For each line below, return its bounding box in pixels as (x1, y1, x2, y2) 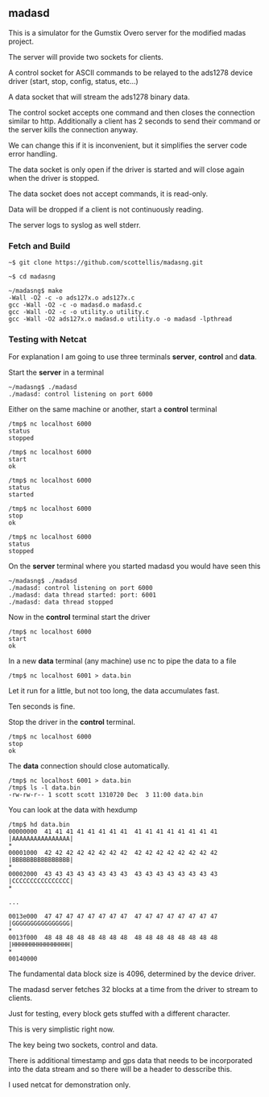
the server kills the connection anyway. (8, 124, 139, 134)
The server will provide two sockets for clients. (8, 52, 163, 61)
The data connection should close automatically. (8, 761, 171, 771)
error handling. (8, 149, 58, 158)
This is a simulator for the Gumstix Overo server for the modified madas (8, 27, 246, 37)
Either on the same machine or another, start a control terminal (8, 404, 217, 414)
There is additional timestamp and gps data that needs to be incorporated (8, 1056, 253, 1066)
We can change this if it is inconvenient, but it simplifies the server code (8, 140, 247, 150)
